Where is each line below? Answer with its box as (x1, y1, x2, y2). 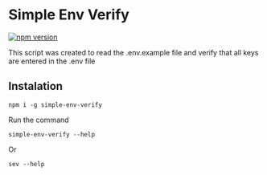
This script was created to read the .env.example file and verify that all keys (8, 47, 259, 57)
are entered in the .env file (8, 56, 96, 66)
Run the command (8, 115, 70, 124)
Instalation (8, 79, 63, 93)
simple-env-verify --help (8, 130, 95, 138)
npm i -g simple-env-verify (8, 100, 103, 109)
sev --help (8, 160, 45, 168)
